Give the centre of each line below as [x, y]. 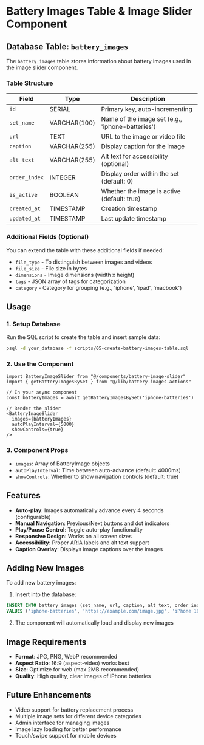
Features [23, 496]
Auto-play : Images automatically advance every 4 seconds [89, 510]
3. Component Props [37, 450]
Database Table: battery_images [67, 46]
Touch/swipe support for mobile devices [66, 735]
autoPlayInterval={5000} [43, 424]
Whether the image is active [141, 191]
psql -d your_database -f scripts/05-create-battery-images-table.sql [97, 348]
